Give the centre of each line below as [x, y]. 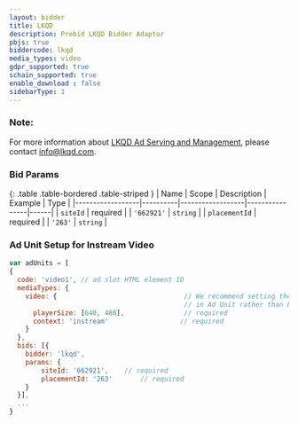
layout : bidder [37, 17]
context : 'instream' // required [128, 321]
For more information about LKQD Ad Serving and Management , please [140, 142]
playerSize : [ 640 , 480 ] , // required [130, 313]
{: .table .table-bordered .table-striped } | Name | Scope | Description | [138, 194]
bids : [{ [33, 346]
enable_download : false [55, 83]
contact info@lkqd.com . [53, 151]
